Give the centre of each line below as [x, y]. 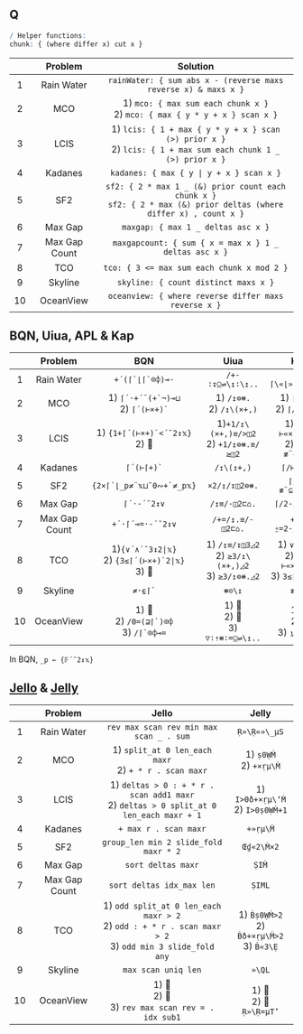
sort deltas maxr [162, 865]
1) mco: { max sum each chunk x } [196, 103]
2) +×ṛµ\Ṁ [261, 766]
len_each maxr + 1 [162, 815]
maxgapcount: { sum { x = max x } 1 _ [196, 242]
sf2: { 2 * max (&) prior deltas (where [196, 204]
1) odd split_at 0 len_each [162, 906]
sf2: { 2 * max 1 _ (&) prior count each [196, 186]
